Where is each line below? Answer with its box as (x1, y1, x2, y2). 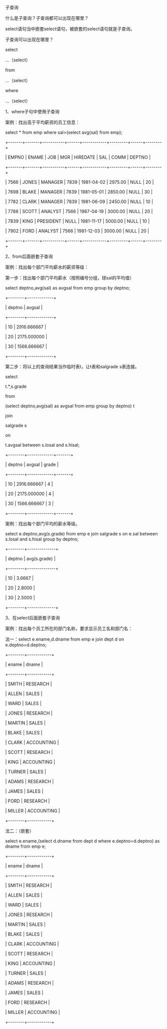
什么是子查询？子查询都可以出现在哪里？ (5, 15, 89, 21)
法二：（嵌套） (5, 828, 34, 834)
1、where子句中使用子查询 (5, 109, 60, 114)
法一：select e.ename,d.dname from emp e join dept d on (5, 636, 124, 642)
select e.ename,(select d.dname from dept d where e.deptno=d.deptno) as (5, 838, 160, 844)
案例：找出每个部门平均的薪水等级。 (5, 521, 80, 526)
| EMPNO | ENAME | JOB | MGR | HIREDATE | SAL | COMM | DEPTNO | (5, 154, 151, 160)
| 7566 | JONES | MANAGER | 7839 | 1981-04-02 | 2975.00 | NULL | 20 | (5, 179, 154, 185)
